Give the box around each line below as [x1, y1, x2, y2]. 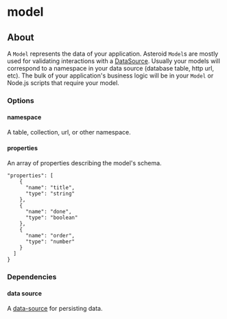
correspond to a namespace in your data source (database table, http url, [7, 64, 215, 72]
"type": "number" [25, 238, 75, 246]
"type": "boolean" [25, 214, 78, 222]
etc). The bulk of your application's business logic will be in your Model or [7, 71, 214, 80]
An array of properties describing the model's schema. [7, 159, 163, 167]
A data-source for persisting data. [7, 305, 103, 313]
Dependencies [7, 272, 57, 282]
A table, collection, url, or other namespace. [7, 128, 132, 137]
